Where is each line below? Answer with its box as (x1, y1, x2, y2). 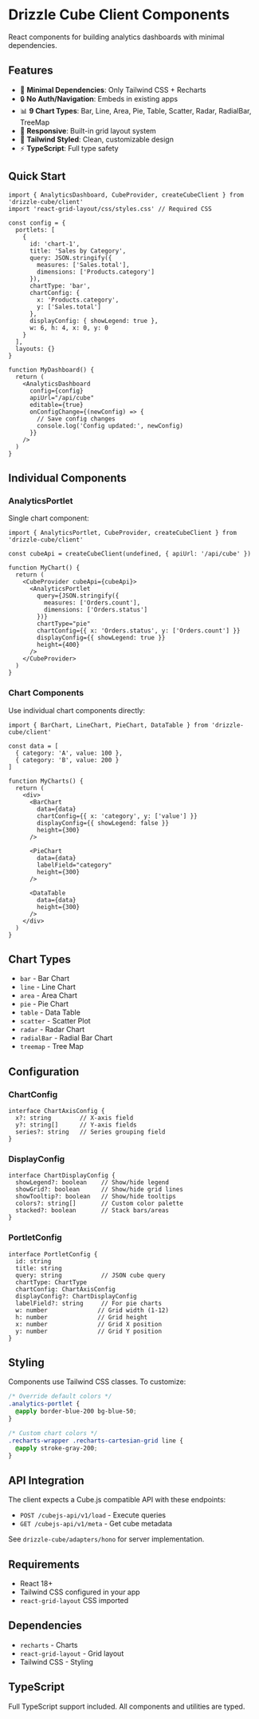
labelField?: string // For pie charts (15, 1299, 162, 1307)
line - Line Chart (19, 982, 76, 992)
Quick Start (8, 170, 66, 183)
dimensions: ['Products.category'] (37, 268, 155, 276)
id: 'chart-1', (29, 240, 80, 248)
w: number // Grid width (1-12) (15, 1306, 170, 1314)
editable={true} (29, 401, 84, 409)
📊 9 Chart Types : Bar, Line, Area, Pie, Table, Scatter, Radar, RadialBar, (19, 106, 252, 115)
